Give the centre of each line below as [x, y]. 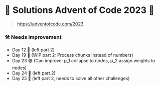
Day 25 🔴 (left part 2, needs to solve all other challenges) [71, 79]
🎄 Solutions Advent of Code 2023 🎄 [79, 10]
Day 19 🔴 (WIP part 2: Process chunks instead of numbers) [72, 55]
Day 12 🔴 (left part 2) [33, 50]
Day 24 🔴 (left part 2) [34, 73]
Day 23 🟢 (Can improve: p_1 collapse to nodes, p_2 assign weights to [84, 61]
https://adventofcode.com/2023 [50, 24]
